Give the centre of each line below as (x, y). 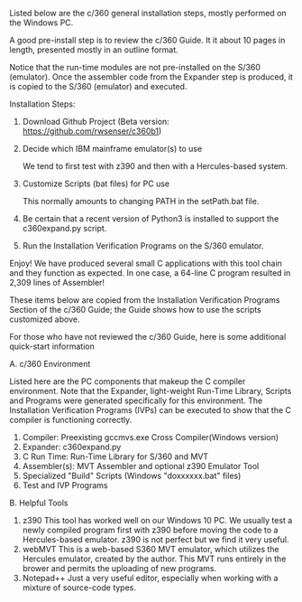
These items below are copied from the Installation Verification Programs (145, 300)
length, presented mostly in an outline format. (94, 50)
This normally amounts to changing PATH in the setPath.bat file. (141, 201)
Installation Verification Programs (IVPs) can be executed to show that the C (150, 410)
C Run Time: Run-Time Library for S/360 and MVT (115, 456)
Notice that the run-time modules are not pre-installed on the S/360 (135, 67)
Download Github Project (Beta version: (96, 122)
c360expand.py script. (64, 228)
